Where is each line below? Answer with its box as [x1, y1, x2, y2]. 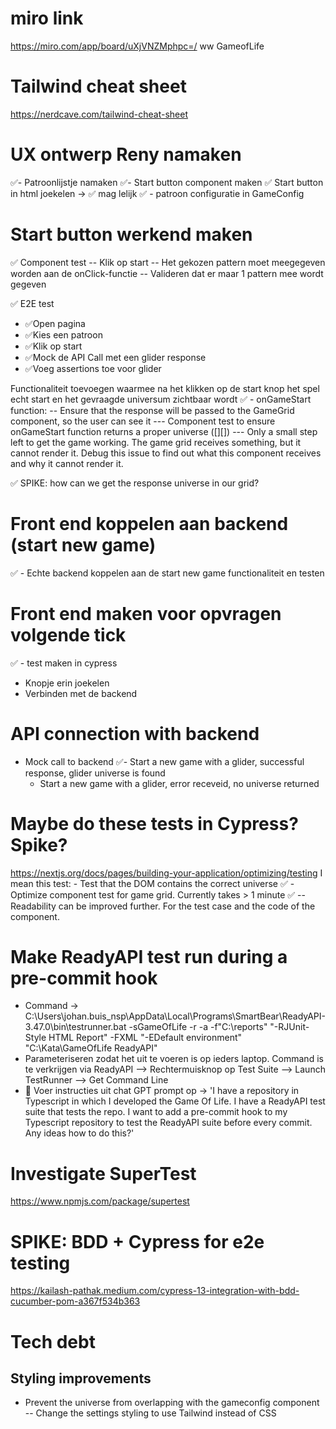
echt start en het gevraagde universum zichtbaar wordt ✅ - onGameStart [10, 393, 312, 405]
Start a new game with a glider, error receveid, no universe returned [39, 777, 320, 789]
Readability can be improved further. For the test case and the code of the [10, 900, 316, 912]
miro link [10, 7, 84, 30]
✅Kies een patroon [24, 328, 103, 341]
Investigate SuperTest [10, 1162, 197, 1185]
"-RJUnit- [269, 1021, 310, 1033]
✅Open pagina [24, 317, 86, 329]
